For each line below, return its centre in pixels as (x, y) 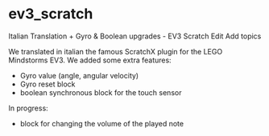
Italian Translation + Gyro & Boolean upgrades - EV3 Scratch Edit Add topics (135, 36)
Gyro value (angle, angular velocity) (79, 75)
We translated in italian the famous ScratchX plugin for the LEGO (116, 51)
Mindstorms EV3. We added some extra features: (90, 60)
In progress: (28, 108)
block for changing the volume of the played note (101, 123)
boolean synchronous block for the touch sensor (101, 92)
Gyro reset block (48, 84)
